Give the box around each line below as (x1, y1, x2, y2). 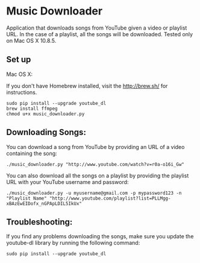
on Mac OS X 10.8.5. (6, 37, 57, 44)
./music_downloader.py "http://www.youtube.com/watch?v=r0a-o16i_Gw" (6, 161, 185, 167)
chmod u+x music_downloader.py (6, 110, 85, 117)
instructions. (6, 89, 37, 96)
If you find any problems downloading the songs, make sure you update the (6, 233, 194, 240)
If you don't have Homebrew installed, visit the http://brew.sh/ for (6, 82, 168, 89)
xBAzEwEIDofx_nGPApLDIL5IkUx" (6, 200, 83, 206)
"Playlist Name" (6, 195, 47, 201)
